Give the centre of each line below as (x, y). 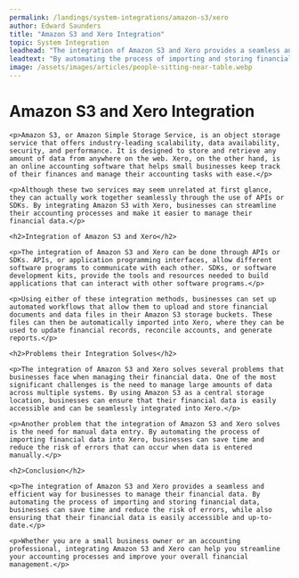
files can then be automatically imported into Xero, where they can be (147, 322)
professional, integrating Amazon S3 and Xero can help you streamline (145, 549)
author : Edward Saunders (55, 26)
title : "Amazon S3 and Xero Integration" (87, 34)
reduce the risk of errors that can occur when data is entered (131, 447)
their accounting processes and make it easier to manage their (131, 213)
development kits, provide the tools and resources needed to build (139, 276)
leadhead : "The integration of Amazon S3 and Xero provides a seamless (145, 51)
